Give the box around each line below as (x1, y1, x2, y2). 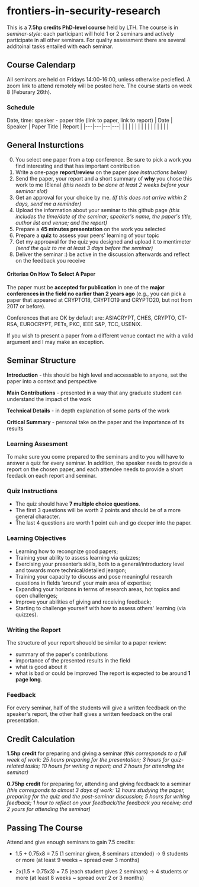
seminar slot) (15, 187, 48, 194)
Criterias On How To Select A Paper (7, 270, 96, 277)
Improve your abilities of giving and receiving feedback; (15, 598, 152, 605)
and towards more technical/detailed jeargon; (15, 566, 127, 574)
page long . (15, 676, 43, 683)
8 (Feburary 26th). (7, 88, 52, 96)
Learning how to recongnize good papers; (15, 548, 118, 555)
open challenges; (15, 592, 58, 599)
